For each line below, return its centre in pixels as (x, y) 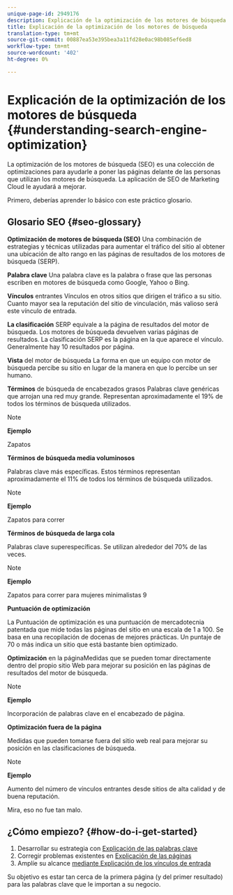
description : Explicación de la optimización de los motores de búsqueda (117, 20)
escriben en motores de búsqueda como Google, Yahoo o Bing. (98, 282)
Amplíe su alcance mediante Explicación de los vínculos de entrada (114, 863)
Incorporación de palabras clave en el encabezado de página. (96, 713)
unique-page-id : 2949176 (43, 14)
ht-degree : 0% (28, 60)
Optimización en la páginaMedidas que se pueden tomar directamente (109, 658)
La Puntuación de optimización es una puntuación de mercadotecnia (106, 622)
